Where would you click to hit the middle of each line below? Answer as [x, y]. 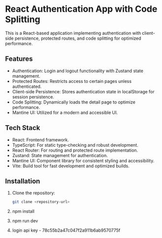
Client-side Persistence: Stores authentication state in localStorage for [83, 91]
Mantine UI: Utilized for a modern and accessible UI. [65, 112]
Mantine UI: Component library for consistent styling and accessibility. [83, 160]
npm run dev [25, 221]
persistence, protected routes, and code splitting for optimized [78, 38]
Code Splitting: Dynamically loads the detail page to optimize [74, 102]
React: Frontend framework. [40, 140]
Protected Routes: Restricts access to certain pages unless [72, 81]
